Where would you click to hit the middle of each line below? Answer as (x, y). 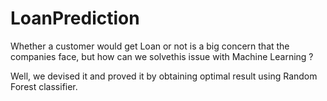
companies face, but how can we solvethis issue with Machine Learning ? (162, 56)
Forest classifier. (44, 86)
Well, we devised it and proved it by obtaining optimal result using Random (164, 76)
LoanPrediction (75, 18)
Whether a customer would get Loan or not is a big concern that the (150, 46)
